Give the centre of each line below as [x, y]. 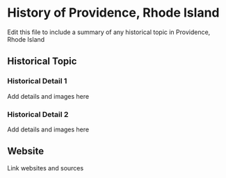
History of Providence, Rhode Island [113, 13]
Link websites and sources [46, 168]
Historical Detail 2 [38, 114]
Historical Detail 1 [37, 81]
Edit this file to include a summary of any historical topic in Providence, [109, 32]
